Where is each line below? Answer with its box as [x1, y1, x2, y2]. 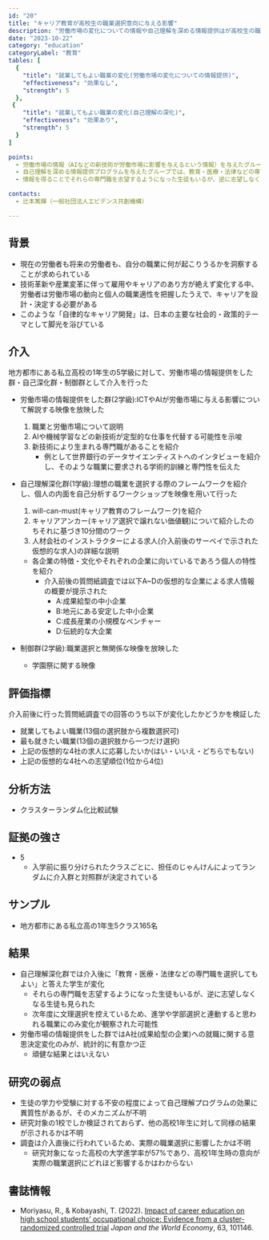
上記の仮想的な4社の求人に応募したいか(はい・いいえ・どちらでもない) [19, 746, 255, 756]
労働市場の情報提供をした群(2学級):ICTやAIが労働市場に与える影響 [19, 395, 239, 405]
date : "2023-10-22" [8, 34, 74, 43]
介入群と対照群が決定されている [53, 872, 159, 881]
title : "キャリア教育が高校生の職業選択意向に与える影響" [8, 19, 178, 27]
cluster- [219, 1214, 246, 1224]
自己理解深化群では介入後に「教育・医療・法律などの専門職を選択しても [19, 969, 259, 979]
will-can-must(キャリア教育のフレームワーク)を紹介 [31, 506, 203, 516]
